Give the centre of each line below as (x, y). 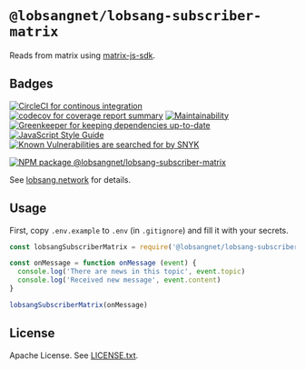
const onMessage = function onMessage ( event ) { (103, 263)
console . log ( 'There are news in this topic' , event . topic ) (132, 272)
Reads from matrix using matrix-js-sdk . (83, 55)
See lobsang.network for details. (70, 179)
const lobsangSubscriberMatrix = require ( (91, 247)
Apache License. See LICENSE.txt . (74, 355)
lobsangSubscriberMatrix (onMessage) (79, 305)
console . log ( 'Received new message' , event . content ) (119, 280)
